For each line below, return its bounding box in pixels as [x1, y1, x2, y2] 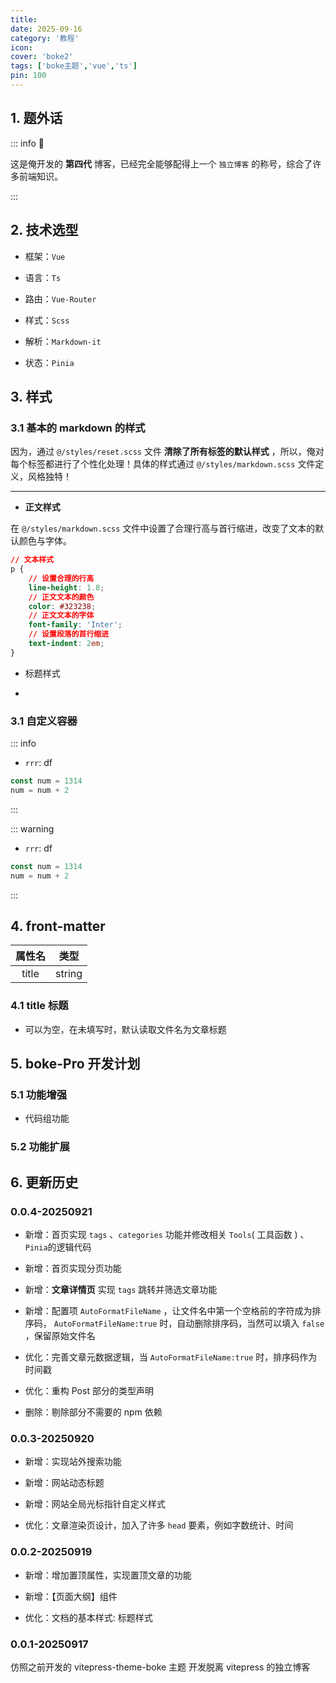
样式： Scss [24, 314, 70, 326]
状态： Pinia [24, 356, 75, 368]
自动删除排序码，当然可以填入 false [176, 1317, 325, 1330]
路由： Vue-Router [24, 292, 97, 305]
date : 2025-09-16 [10, 24, 83, 34]
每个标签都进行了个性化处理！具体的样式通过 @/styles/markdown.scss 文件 [10, 458, 316, 470]
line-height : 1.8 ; [28, 582, 105, 593]
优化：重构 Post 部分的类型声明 [24, 1385, 154, 1397]
